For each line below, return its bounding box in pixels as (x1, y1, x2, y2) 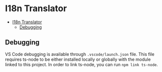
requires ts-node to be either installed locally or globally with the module (5, 56, 151, 62)
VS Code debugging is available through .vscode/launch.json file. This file (5, 51, 155, 57)
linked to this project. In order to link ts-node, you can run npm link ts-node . (5, 61, 158, 67)
